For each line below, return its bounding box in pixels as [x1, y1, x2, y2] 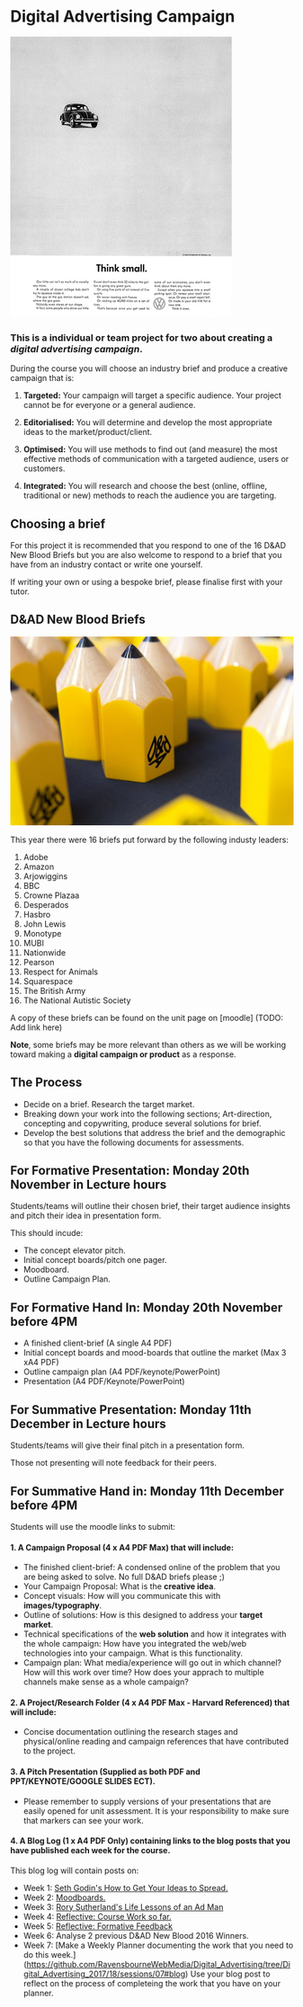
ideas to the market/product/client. [22, 427, 153, 438]
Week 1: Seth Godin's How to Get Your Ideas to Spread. [22, 1882, 228, 1893]
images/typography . [22, 1600, 102, 1611]
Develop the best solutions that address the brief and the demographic [22, 1127, 286, 1138]
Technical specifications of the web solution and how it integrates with [22, 1629, 287, 1639]
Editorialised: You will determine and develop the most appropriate [22, 417, 272, 428]
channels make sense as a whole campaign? [22, 1676, 190, 1687]
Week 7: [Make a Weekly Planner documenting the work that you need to [22, 1940, 294, 1950]
